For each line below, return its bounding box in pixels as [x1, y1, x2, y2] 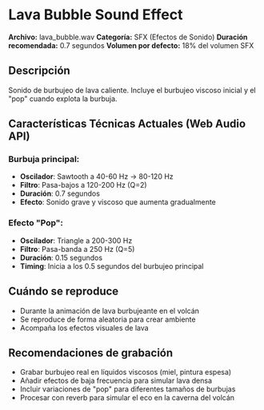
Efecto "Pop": [8, 217, 64, 229]
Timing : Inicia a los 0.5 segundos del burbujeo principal [19, 261, 204, 270]
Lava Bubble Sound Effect [8, 6, 183, 24]
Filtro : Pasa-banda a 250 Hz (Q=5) [19, 244, 135, 254]
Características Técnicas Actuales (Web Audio [8, 117, 246, 131]
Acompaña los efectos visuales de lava [19, 323, 150, 332]
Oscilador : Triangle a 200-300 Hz [19, 235, 133, 246]
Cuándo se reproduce [8, 285, 119, 298]
